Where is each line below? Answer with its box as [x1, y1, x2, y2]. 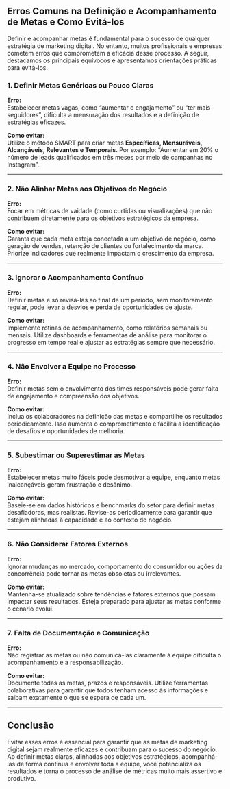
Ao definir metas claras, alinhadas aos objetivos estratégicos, [7, 752, 181, 760]
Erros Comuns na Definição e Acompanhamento [7, 5, 217, 17]
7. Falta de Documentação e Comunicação [7, 628, 150, 638]
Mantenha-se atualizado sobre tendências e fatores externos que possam [7, 590, 216, 598]
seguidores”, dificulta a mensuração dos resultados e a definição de [7, 111, 200, 119]
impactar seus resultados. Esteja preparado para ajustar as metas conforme [7, 597, 221, 605]
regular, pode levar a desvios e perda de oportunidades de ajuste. [7, 303, 193, 311]
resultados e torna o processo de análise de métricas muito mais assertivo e [7, 767, 222, 775]
